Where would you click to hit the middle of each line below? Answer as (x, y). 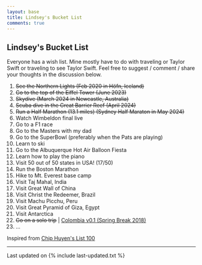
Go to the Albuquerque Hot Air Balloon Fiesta (71, 150)
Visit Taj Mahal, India (41, 182)
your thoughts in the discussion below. (55, 75)
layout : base (23, 12)
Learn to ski (30, 144)
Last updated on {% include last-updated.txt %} (66, 255)
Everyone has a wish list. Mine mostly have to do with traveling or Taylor (96, 62)
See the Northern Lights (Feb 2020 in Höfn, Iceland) (80, 86)
